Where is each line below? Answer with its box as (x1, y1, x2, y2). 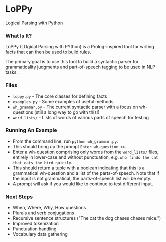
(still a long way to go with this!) (34, 109, 100, 115)
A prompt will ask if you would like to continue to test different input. (12, 181, 153, 187)
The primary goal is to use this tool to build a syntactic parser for (5, 59, 139, 65)
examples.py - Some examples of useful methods (12, 98, 114, 104)
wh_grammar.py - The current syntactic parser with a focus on (12, 104, 138, 110)
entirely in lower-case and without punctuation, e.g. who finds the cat (12, 154, 159, 160)
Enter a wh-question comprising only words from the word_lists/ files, (12, 149, 159, 155)
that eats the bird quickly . (12, 159, 73, 165)
